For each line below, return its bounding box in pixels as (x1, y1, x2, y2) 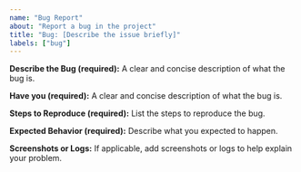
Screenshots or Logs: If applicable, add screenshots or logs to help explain (9, 143, 293, 154)
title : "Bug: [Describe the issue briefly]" (9, 30, 181, 39)
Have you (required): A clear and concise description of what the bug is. (9, 91, 283, 101)
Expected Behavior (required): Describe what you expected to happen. (9, 126, 279, 137)
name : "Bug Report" (9, 13, 84, 23)
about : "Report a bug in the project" (9, 22, 156, 31)
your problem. (9, 153, 62, 164)
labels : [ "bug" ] (9, 38, 71, 48)
